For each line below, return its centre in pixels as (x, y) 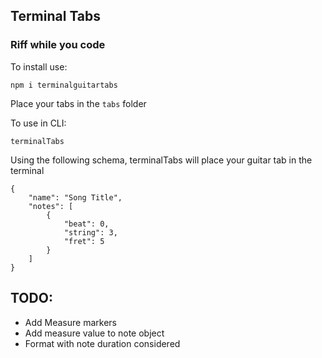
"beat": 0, (86, 224)
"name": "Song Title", (75, 197)
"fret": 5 (84, 241)
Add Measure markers (70, 322)
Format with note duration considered (102, 343)
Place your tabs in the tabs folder (78, 103)
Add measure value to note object (94, 333)
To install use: (39, 66)
